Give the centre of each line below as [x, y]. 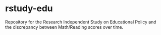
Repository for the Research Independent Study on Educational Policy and [81, 22]
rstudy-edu [29, 9]
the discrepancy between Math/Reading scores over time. [64, 27]
